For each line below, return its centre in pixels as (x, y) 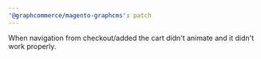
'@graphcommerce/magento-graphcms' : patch (80, 15)
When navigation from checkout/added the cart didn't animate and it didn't (131, 38)
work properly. (32, 46)
